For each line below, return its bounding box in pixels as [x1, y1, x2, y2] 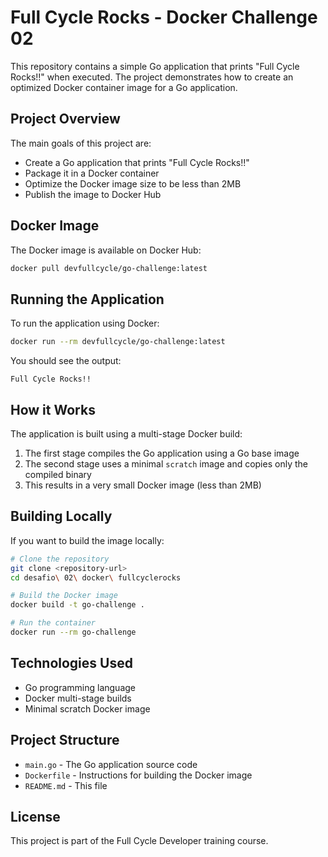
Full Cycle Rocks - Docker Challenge [10, 6, 318, 29]
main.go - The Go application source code [24, 758, 198, 770]
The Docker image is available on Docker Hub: [10, 244, 202, 256]
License [10, 808, 61, 825]
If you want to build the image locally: [10, 534, 165, 546]
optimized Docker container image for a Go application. [10, 81, 238, 93]
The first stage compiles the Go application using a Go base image [24, 447, 300, 459]
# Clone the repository [10, 554, 110, 564]
